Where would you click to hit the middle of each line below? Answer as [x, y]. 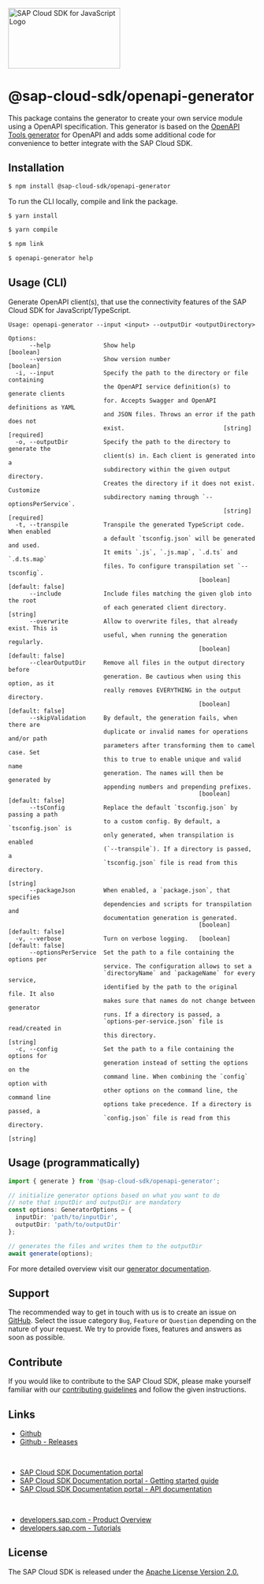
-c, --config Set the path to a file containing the [125, 1049]
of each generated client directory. [165, 607]
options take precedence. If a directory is [178, 1104]
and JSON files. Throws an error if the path [180, 414]
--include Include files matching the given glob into [140, 594]
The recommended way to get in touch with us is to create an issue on [122, 1312]
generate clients [37, 393]
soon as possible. [37, 1337]
